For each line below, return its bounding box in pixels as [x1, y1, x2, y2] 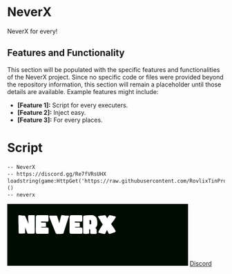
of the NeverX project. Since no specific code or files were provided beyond [7, 73, 224, 81]
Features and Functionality [7, 47, 125, 59]
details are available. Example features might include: [7, 87, 159, 95]
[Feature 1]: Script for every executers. [17, 101, 128, 109]
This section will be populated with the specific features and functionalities [7, 65, 220, 73]
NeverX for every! [7, 27, 58, 35]
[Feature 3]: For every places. [17, 116, 103, 124]
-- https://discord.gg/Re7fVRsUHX [7, 170, 107, 177]
